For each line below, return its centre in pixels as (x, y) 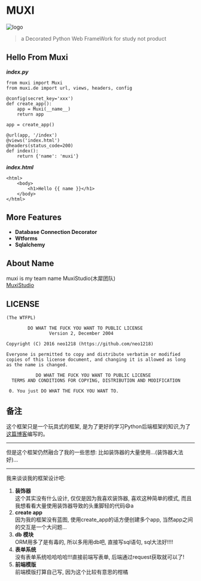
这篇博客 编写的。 (27, 434)
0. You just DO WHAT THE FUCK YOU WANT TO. (64, 391)
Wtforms (26, 238)
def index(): (22, 151)
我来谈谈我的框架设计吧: (36, 478)
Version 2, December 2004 (81, 334)
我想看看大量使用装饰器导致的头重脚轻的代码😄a (74, 506)
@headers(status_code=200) (40, 145)
